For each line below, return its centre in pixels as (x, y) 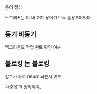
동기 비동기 (21, 34)
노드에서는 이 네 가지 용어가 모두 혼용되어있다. (49, 18)
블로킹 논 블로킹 (27, 64)
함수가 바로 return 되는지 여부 (33, 76)
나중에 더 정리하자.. (23, 87)
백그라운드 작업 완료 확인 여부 (33, 47)
